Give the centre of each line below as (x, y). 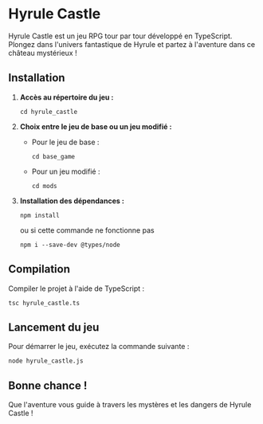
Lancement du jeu (54, 327)
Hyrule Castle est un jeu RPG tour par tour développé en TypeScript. (120, 36)
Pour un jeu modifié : (66, 171)
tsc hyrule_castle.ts (44, 303)
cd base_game (53, 156)
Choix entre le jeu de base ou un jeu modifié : (96, 126)
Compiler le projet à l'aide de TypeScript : (77, 289)
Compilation (39, 269)
